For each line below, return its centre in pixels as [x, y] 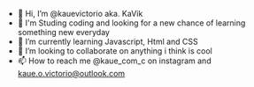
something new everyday [64, 32]
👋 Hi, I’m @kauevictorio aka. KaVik [80, 14]
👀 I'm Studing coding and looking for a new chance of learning [131, 23]
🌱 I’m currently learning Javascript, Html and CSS [108, 41]
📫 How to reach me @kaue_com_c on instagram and [114, 61]
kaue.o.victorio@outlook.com [71, 73]
